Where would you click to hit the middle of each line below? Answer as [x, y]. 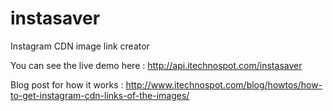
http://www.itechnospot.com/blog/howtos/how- [224, 84]
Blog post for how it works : [67, 84]
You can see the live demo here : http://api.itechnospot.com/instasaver [156, 65]
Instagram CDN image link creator [80, 46]
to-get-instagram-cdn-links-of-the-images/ [100, 95]
